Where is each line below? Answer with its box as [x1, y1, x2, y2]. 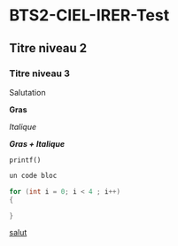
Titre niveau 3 [9, 67, 71, 80]
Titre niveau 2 [9, 41, 88, 56]
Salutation [9, 87, 46, 97]
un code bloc [9, 171, 58, 180]
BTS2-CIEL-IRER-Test [9, 5, 170, 26]
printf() [9, 156, 42, 165]
